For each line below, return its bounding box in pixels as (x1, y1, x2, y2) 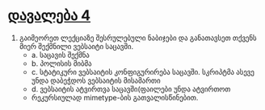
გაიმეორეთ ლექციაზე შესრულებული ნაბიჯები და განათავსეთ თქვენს (19, 33, 257, 43)
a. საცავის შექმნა (31, 50, 90, 59)
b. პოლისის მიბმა (31, 59, 92, 68)
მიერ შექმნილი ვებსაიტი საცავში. (19, 41, 134, 51)
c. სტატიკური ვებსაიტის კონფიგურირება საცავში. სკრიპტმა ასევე (31, 67, 255, 76)
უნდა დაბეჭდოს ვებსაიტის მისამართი (31, 75, 161, 85)
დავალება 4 (7, 6, 90, 25)
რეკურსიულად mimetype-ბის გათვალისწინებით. (31, 92, 199, 102)
